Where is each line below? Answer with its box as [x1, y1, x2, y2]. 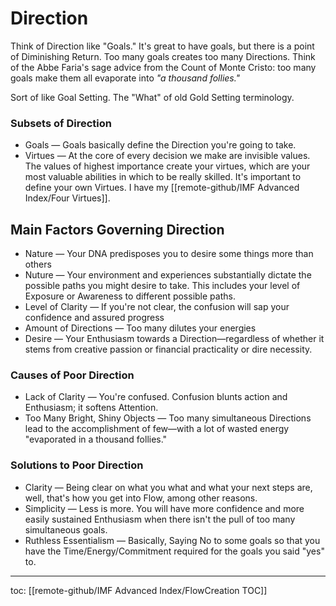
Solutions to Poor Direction [10, 458, 144, 472]
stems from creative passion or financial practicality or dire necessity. [24, 343, 313, 356]
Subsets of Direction [10, 116, 112, 130]
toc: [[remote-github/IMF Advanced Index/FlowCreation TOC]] [10, 584, 268, 596]
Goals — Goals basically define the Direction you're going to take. [24, 139, 297, 151]
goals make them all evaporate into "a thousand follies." [10, 72, 241, 84]
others [24, 258, 52, 271]
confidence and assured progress [24, 312, 165, 324]
